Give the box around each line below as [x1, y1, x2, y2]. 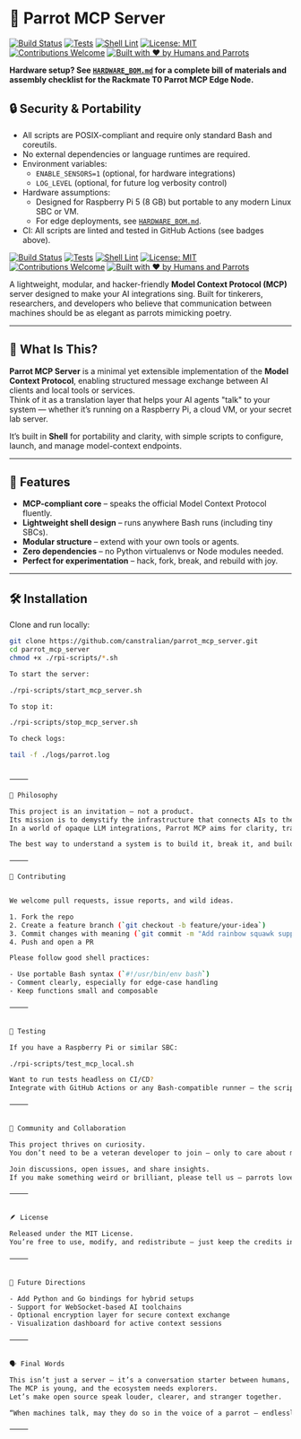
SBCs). [21, 527, 48, 537]
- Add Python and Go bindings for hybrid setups [9, 1294, 194, 1304]
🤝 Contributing [9, 872, 66, 882]
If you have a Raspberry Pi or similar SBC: [9, 1042, 178, 1052]
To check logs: [9, 735, 66, 744]
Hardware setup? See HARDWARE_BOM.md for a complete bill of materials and [9, 65, 287, 75]
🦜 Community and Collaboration [9, 1124, 126, 1133]
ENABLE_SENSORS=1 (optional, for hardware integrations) [35, 168, 236, 179]
